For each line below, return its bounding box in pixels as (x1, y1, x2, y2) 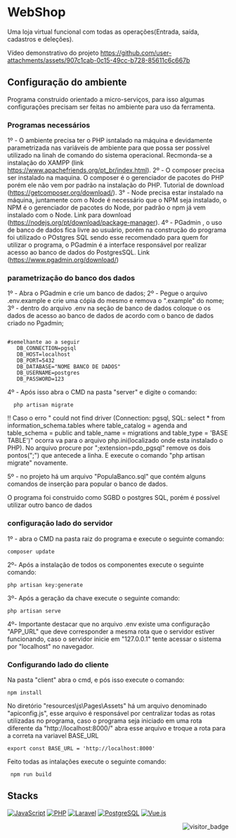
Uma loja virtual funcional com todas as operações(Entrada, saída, (7, 27, 199, 36)
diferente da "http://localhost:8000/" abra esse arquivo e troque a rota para (7, 723, 226, 732)
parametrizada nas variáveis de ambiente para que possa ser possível (7, 143, 210, 152)
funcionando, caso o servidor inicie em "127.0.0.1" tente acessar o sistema (7, 634, 222, 643)
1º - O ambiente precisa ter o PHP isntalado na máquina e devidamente (7, 136, 213, 145)
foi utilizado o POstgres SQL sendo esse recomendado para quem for (7, 233, 209, 242)
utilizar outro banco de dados (7, 501, 93, 510)
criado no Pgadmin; (7, 319, 65, 328)
